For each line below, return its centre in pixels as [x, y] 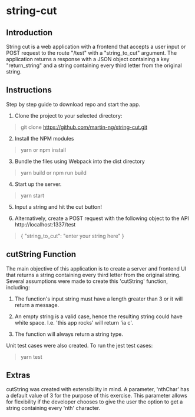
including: [18, 287]
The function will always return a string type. [69, 334]
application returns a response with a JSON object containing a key [88, 59]
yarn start [32, 195]
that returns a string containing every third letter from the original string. [93, 275]
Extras [18, 376]
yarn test [31, 356]
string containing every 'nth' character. [53, 408]
